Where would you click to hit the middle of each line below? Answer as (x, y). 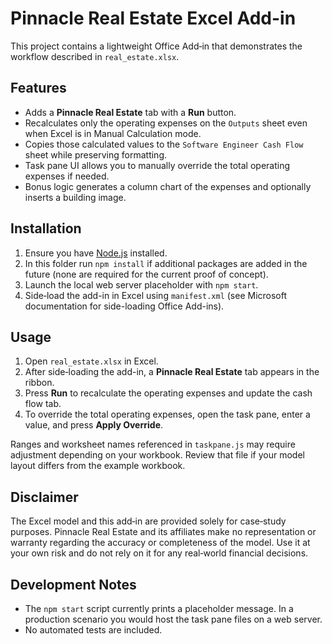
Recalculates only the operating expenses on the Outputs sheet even (166, 123)
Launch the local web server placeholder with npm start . (141, 284)
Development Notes (73, 584)
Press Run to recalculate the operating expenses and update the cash (168, 393)
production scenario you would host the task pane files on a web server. (173, 619)
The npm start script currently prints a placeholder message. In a (159, 608)
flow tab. (43, 404)
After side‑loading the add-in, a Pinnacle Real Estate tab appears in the (172, 372)
